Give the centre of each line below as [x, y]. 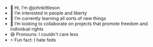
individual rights [27, 29]
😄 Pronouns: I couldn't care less [44, 34]
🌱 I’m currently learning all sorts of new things [58, 18]
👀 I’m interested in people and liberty [48, 13]
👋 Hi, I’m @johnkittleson [35, 8]
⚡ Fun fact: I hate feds [33, 40]
